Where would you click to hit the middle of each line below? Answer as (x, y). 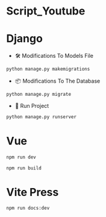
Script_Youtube (46, 11)
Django (25, 39)
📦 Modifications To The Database (58, 81)
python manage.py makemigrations (48, 69)
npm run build (24, 168)
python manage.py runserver (42, 117)
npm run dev (21, 157)
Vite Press (33, 192)
